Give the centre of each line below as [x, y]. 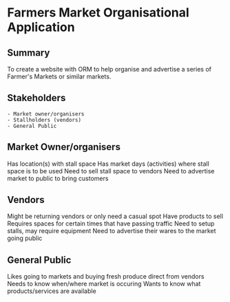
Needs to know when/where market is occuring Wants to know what [104, 284]
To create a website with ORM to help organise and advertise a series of [109, 69]
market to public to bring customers [58, 178]
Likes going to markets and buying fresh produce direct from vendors [106, 277]
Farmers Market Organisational [98, 13]
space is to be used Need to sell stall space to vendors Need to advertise [111, 171]
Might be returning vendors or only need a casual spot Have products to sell [115, 216]
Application [41, 27]
